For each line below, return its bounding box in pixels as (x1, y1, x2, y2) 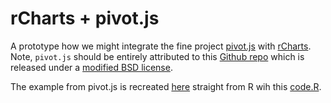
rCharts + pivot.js (10, 7, 160, 30)
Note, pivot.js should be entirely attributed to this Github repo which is (10, 50, 305, 62)
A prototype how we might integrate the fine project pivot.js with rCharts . (10, 40, 312, 52)
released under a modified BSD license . (10, 61, 173, 73)
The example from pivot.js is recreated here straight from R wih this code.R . (10, 80, 322, 92)
